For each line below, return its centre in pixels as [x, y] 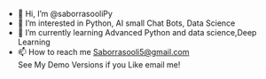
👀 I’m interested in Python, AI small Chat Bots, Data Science [126, 23]
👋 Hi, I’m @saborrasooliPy [65, 14]
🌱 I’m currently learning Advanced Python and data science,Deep [137, 32]
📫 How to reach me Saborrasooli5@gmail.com [103, 52]
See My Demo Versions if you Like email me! [99, 65]
